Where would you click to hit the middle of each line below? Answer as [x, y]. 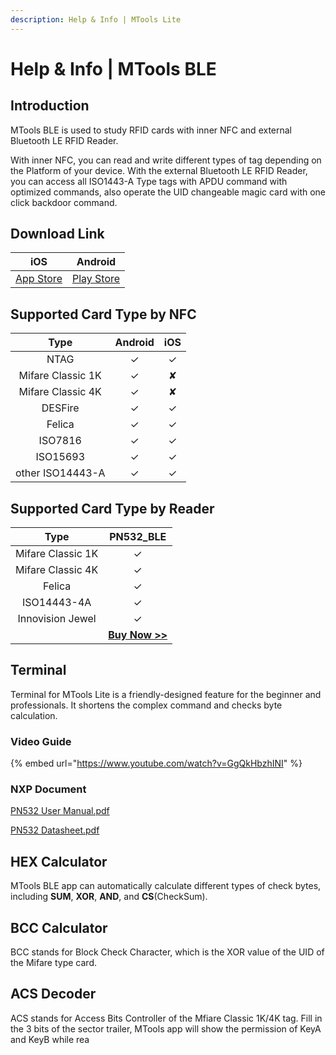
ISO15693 [60, 457]
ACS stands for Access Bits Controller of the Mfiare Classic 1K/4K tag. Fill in [166, 1018]
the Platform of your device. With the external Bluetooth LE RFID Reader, [159, 170]
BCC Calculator [59, 927]
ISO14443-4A [56, 603]
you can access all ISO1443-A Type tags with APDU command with [149, 181]
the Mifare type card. [53, 963]
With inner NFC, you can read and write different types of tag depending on [166, 160]
